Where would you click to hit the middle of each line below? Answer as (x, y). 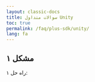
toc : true (19, 23)
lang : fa (17, 34)
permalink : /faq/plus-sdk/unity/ (48, 28)
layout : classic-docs (33, 12)
